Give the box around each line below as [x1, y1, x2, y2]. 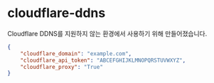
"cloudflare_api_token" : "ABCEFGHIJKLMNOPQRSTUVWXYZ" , [20, 57, 186, 64]
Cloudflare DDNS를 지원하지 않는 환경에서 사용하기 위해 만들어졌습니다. [7, 29, 208, 38]
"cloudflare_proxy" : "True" [20, 63, 103, 70]
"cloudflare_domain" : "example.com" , [20, 50, 132, 57]
